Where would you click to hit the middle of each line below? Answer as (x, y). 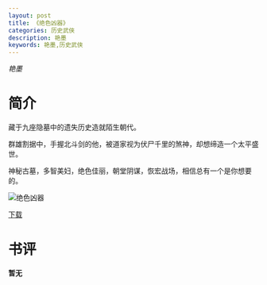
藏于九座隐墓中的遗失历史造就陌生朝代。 (74, 127)
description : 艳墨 (37, 38)
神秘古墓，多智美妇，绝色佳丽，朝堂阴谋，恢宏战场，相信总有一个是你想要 (130, 171)
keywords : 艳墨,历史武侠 (46, 45)
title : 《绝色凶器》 (39, 23)
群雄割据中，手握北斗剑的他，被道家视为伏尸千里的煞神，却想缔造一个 (123, 144)
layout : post (30, 15)
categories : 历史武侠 (42, 30)
